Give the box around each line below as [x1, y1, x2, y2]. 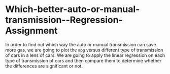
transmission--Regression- [5, 14, 123, 26]
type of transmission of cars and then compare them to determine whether [5, 57, 162, 63]
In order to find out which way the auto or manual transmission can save [5, 41, 156, 47]
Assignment [5, 25, 58, 36]
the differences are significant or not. [5, 63, 83, 69]
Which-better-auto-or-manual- [5, 4, 140, 15]
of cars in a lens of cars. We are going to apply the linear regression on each [5, 52, 165, 58]
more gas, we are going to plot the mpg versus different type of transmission [5, 47, 163, 53]
